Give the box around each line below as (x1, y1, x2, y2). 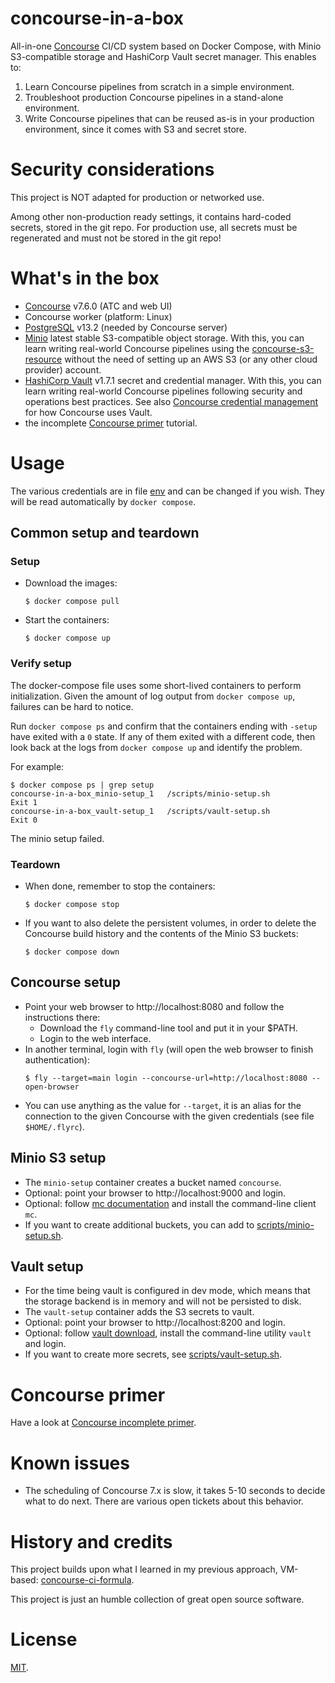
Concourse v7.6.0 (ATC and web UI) (24, 300, 173, 312)
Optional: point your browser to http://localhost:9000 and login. (24, 1187, 287, 1199)
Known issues (10, 1452, 130, 1474)
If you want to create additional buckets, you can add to (24, 1218, 255, 1231)
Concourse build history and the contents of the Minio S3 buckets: (24, 928, 299, 940)
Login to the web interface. (39, 1032, 152, 1044)
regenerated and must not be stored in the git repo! (10, 232, 222, 244)
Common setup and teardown (10, 525, 200, 542)
